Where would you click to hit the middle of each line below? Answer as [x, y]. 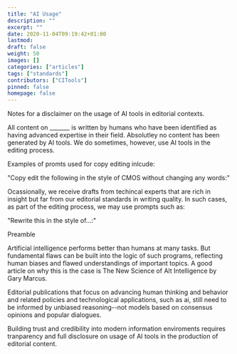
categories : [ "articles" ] [46, 67]
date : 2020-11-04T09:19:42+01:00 [57, 34]
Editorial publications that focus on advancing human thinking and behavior [118, 292]
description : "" [31, 21]
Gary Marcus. [27, 278]
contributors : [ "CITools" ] [47, 80]
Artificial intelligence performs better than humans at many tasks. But [109, 248]
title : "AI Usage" [35, 14]
